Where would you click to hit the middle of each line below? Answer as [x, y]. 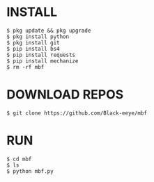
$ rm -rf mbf [25, 67]
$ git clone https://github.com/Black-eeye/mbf [77, 113]
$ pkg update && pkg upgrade [49, 31]
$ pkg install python [38, 36]
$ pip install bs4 [33, 49]
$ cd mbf [19, 159]
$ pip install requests [41, 55]
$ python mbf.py [30, 171]
